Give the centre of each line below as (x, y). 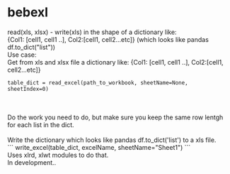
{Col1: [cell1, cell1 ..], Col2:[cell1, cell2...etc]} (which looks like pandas (108, 39)
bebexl (28, 12)
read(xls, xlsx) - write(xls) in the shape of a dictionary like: (92, 32)
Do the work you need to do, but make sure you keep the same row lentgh (115, 117)
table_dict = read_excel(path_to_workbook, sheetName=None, (98, 82)
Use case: (22, 55)
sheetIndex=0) (28, 89)
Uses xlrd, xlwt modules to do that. (58, 155)
